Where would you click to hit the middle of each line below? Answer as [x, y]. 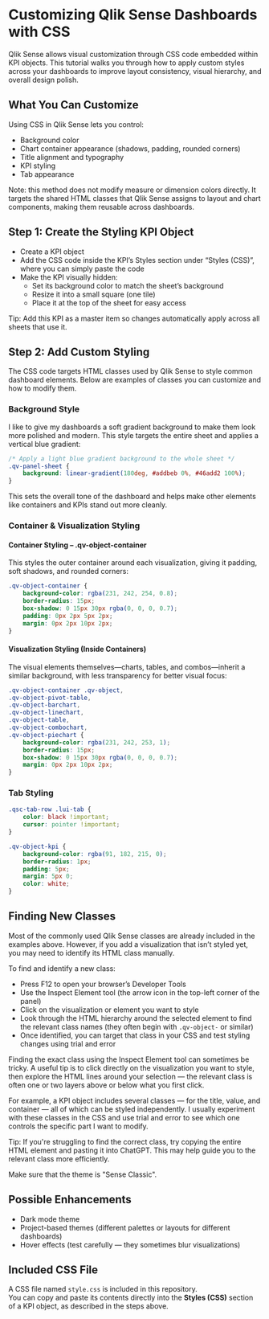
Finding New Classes [62, 917]
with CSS [39, 32]
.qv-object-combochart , [48, 727]
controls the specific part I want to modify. [78, 1126]
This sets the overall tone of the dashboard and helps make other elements [132, 497]
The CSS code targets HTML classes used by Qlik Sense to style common [130, 371]
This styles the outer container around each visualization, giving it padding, [133, 563]
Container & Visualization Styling [74, 526]
